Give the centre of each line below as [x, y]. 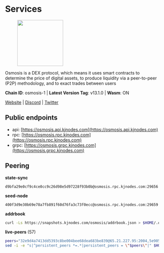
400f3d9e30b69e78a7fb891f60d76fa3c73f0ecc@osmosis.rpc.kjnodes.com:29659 [82, 204]
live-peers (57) [20, 232]
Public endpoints [31, 118]
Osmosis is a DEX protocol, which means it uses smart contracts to [72, 73]
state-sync [17, 177]
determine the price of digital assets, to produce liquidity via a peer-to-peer [81, 78]
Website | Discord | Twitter [32, 102]
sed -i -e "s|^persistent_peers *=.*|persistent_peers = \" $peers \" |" [78, 246]
